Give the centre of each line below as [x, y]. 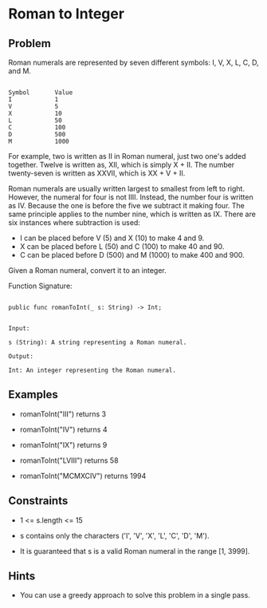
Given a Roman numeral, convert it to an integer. [88, 270]
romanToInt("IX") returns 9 [63, 444]
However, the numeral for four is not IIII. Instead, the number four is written [131, 197]
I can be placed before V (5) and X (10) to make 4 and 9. [112, 238]
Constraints [38, 501]
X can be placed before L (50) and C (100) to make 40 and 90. [122, 247]
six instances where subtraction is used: [75, 223]
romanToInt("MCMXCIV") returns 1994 [83, 476]
